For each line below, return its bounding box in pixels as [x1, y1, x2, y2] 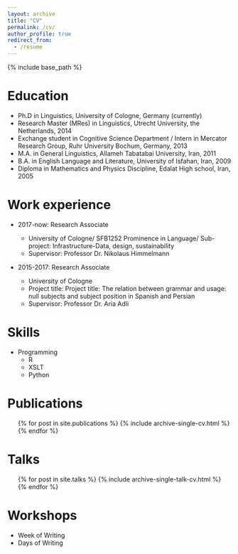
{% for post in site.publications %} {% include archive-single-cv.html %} [17, 419, 230, 427]
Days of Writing [17, 538, 64, 547]
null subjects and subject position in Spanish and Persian [28, 292, 195, 300]
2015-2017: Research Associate [17, 262, 110, 271]
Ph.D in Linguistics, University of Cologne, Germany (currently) [17, 111, 202, 119]
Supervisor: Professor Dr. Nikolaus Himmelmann [28, 249, 170, 257]
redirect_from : [7, 37, 53, 44]
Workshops [7, 507, 77, 523]
